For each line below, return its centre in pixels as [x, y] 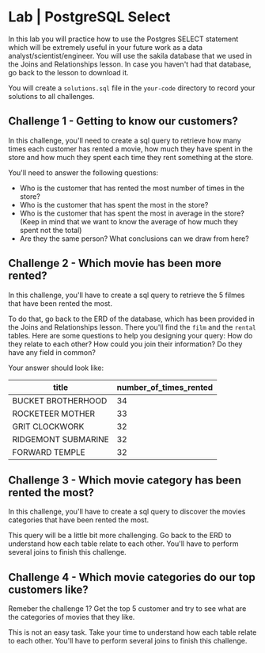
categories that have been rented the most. [79, 520]
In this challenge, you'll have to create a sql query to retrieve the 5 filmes [127, 295]
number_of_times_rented [165, 387]
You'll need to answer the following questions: [83, 172]
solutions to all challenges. [51, 96]
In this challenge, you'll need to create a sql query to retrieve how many [125, 140]
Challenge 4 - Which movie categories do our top [132, 577]
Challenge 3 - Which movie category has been [125, 480]
